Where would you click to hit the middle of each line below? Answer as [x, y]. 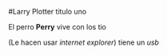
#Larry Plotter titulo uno [48, 12]
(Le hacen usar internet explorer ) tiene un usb [84, 42]
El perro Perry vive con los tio [57, 27]
